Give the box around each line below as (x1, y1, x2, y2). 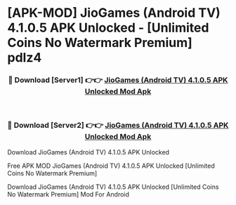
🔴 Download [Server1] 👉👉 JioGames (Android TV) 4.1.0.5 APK (8, 75, 228, 85)
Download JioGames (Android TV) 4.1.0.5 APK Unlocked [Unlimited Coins (7, 183, 219, 191)
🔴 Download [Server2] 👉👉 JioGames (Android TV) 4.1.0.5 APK (7, 121, 229, 131)
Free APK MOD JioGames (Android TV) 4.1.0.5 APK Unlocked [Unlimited (7, 161, 216, 170)
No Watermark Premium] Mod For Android (7, 190, 130, 198)
